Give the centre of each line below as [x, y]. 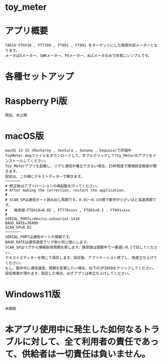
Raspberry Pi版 [36, 101]
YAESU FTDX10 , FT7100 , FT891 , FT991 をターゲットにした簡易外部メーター [78, 46]
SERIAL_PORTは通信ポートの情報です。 [39, 237]
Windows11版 [33, 295]
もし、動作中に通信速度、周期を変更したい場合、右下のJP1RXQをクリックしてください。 [81, 268]
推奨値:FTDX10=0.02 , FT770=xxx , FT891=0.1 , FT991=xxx [72, 210]
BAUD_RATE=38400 [22, 223]
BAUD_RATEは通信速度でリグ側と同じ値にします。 [48, 242]
